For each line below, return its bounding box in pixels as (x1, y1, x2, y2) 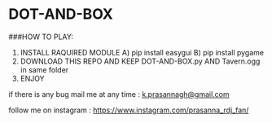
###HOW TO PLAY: (8, 32, 73, 42)
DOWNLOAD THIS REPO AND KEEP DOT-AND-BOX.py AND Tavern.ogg (20, 56, 261, 66)
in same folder (20, 64, 69, 74)
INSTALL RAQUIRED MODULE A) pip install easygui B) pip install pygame (20, 47, 265, 57)
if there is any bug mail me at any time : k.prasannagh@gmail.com (8, 89, 230, 99)
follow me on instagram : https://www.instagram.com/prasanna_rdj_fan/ (8, 105, 249, 115)
